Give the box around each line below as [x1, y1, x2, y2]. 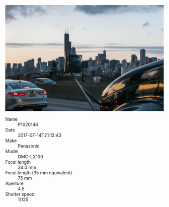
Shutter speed [5, 191, 35, 197]
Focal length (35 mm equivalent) [5, 169, 72, 176]
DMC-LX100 [18, 154, 44, 160]
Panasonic [18, 143, 40, 149]
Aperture [5, 180, 24, 186]
